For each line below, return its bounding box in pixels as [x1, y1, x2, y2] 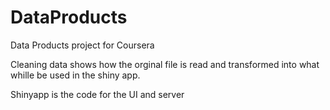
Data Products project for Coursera [10, 39, 155, 51]
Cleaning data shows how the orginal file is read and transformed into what [10, 58, 320, 70]
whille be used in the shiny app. [10, 69, 141, 81]
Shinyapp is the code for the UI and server [10, 88, 185, 100]
